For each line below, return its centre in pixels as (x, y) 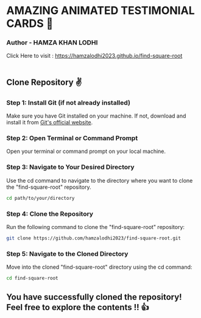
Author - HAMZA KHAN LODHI (52, 43)
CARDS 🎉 (30, 23)
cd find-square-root (33, 278)
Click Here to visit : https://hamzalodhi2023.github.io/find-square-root (94, 56)
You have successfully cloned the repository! (94, 297)
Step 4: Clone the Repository (50, 214)
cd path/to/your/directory (41, 198)
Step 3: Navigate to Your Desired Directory (71, 167)
